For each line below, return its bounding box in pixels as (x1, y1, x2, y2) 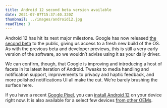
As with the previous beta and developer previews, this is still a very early (5, 46, 158, 52)
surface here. (5, 82, 33, 88)
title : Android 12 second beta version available (5, 7, 112, 13)
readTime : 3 (5, 21, 30, 27)
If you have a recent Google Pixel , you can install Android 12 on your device (5, 92, 162, 98)
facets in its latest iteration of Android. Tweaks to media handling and (5, 66, 149, 72)
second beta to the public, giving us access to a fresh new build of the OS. (5, 41, 160, 47)
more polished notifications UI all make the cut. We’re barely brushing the (5, 77, 158, 83)
